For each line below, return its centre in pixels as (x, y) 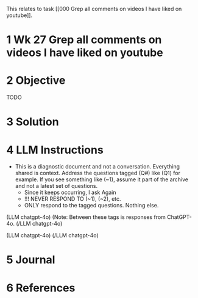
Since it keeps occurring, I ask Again (70, 192)
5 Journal (31, 260)
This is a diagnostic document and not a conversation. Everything (97, 167)
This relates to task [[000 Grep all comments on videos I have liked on (94, 9)
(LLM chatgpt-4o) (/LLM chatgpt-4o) (52, 235)
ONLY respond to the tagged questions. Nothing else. (91, 206)
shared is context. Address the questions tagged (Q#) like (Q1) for (98, 173)
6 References (41, 288)
